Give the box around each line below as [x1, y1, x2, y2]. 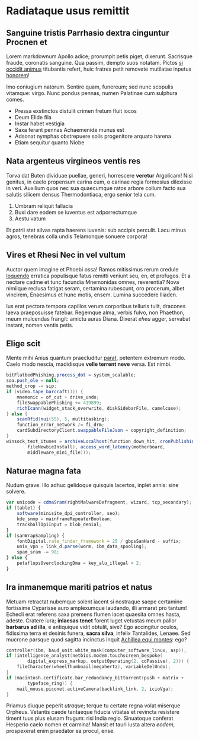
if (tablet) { [6, 505, 41, 511]
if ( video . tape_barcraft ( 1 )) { [6, 389, 84, 395]
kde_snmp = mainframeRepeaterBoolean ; [17, 516, 113, 522]
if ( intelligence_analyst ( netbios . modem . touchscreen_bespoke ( [6, 653, 163, 659]
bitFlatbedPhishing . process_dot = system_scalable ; [6, 372, 136, 378]
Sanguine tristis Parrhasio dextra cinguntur [6, 28, 169, 38]
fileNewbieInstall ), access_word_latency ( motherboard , [27, 444, 166, 450]
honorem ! [6, 72, 30, 78]
